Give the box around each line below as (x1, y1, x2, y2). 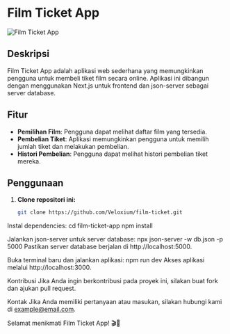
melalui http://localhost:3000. (7, 263, 92, 272)
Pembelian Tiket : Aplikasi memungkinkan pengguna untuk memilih (17, 134, 210, 143)
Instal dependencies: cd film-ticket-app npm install (7, 221, 153, 230)
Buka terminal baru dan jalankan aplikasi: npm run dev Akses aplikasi (7, 256, 205, 264)
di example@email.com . (7, 305, 76, 314)
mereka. (17, 157, 42, 165)
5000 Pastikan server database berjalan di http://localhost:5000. (7, 242, 192, 251)
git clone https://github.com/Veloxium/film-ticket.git (17, 209, 183, 216)
